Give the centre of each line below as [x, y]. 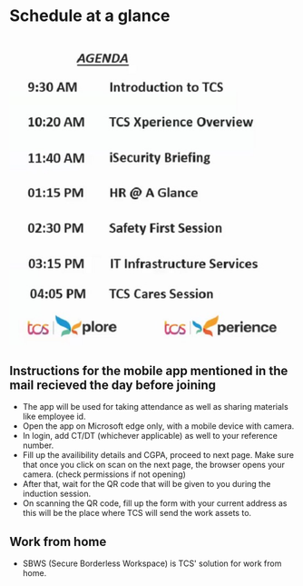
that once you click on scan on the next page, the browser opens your [154, 465]
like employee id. [54, 417]
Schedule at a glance [90, 16]
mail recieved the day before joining [112, 386]
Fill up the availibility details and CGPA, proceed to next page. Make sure [158, 455]
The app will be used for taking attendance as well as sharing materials [155, 407]
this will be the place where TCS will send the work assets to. [137, 513]
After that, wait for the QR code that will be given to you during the [147, 484]
